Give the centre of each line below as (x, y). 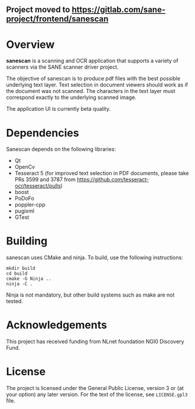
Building (27, 241)
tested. (15, 301)
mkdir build (21, 269)
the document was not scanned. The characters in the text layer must (91, 91)
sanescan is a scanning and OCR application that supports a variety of (92, 61)
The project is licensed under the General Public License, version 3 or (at (95, 388)
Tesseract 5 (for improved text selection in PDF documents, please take (102, 173)
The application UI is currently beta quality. (58, 109)
